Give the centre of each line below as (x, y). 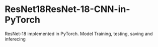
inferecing (15, 39)
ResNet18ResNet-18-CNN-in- (67, 9)
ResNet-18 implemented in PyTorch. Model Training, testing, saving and (79, 33)
